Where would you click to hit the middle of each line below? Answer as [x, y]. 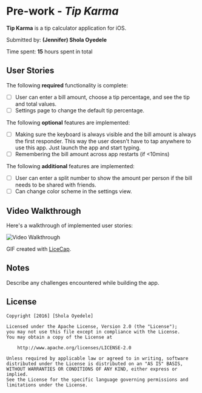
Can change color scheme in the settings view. [73, 191]
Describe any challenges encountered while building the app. [83, 282]
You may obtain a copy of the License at [59, 337]
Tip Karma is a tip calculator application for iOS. [66, 28]
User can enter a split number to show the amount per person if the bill [103, 178]
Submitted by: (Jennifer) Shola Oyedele [57, 39]
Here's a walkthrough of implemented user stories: [70, 225]
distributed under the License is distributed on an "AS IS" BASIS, [95, 364]
